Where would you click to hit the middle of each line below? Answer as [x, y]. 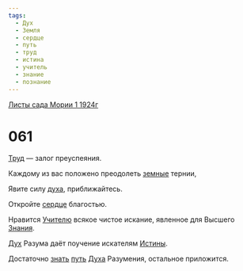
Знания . [22, 228]
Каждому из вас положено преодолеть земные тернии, [103, 174]
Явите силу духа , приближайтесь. [65, 189]
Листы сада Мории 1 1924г [53, 105]
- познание [33, 82]
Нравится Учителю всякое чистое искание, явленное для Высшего [121, 219]
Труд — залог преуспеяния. [55, 158]
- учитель [31, 67]
